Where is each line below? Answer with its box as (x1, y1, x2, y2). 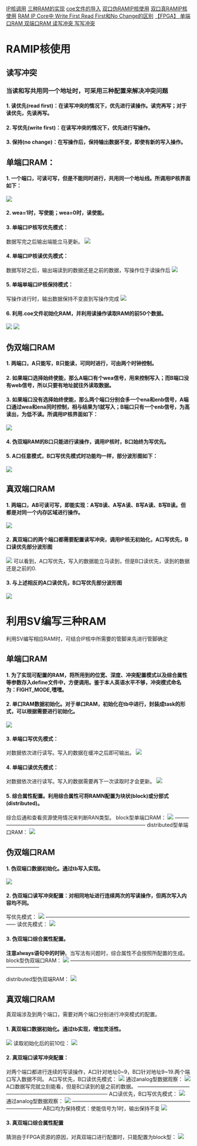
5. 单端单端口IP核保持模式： (6, 281, 73, 288)
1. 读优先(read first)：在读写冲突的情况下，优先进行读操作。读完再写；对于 (6, 102, 187, 110)
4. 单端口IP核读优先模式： (6, 253, 69, 260)
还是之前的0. (6, 565, 37, 572)
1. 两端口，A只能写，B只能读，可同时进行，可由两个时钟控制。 (6, 360, 157, 367)
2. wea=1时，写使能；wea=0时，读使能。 (6, 209, 107, 216)
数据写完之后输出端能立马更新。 (6, 238, 83, 245)
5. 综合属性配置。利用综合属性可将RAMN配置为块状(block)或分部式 (6, 792, 169, 799)
